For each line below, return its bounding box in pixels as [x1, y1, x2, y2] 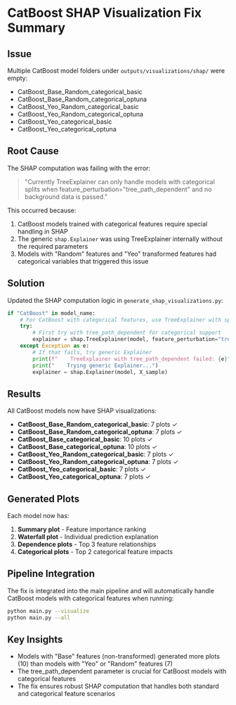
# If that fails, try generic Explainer [32, 349, 152, 356]
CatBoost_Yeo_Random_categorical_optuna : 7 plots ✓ [17, 458, 179, 466]
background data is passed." [24, 192, 107, 201]
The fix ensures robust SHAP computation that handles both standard [17, 682, 219, 690]
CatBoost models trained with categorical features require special [17, 219, 208, 228]
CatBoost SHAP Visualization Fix [7, 5, 202, 21]
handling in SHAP [17, 227, 68, 235]
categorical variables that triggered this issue [17, 257, 149, 265]
